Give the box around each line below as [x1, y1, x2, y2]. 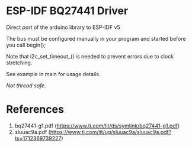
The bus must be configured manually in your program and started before [6, 35, 186, 42]
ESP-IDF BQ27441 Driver [6, 4, 129, 18]
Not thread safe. [6, 81, 46, 89]
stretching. [6, 59, 33, 66]
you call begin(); [6, 41, 46, 48]
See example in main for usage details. [6, 70, 101, 77]
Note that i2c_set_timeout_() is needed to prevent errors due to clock [6, 53, 174, 60]
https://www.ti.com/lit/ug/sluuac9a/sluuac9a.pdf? [50, 128, 172, 135]
